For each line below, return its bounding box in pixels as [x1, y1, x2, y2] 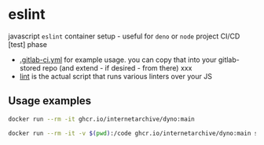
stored [19, 63, 41, 72]
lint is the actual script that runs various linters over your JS [19, 71, 212, 81]
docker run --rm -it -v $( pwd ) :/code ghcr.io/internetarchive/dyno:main [8, 129, 251, 137]
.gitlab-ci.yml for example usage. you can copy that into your [19, 55, 217, 64]
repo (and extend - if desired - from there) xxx [42, 63, 192, 72]
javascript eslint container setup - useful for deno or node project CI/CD [8, 31, 240, 41]
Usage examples [8, 94, 92, 107]
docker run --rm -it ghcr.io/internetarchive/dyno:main [8, 115, 195, 123]
